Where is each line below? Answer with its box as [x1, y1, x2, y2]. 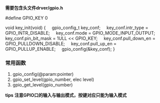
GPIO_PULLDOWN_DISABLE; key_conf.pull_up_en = [5, 41, 117, 47]
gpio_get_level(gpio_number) [12, 82, 73, 88]
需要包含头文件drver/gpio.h [5, 5, 63, 11]
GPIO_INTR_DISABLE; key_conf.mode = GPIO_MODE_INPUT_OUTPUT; [5, 30, 155, 36]
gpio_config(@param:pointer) [12, 71, 74, 77]
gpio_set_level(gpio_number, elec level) [12, 76, 95, 82]
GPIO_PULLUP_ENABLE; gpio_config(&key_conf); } [5, 46, 115, 52]
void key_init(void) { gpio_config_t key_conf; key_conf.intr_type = [5, 25, 148, 31]
